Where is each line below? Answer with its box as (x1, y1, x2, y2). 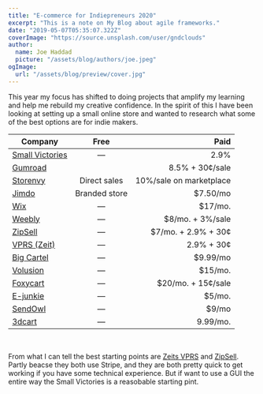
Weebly (12, 213, 41, 224)
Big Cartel (12, 252, 49, 263)
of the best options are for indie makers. (8, 117, 139, 126)
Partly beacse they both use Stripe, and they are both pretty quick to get (8, 360, 243, 370)
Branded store (74, 187, 128, 198)
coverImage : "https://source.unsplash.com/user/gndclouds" (8, 33, 206, 42)
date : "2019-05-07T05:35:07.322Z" (8, 26, 122, 34)
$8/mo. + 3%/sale (164, 213, 232, 224)
